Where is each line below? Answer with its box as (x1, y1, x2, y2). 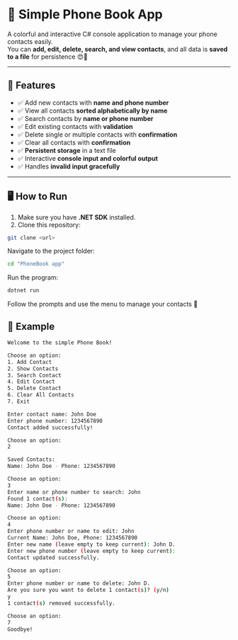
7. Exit (7, 398, 30, 405)
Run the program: (7, 273, 59, 282)
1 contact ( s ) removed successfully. (7, 600, 115, 607)
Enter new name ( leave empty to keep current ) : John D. (7, 541, 176, 548)
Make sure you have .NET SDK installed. (17, 212, 136, 222)
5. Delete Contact (7, 385, 62, 392)
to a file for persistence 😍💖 (7, 52, 89, 61)
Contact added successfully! (7, 424, 93, 431)
